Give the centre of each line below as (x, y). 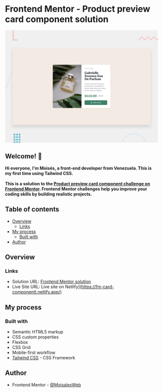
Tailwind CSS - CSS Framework (43, 358)
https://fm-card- (98, 287)
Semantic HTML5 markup (38, 332)
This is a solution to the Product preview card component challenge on (78, 183)
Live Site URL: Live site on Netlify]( (47, 287)
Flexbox (20, 342)
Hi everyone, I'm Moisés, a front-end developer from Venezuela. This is (78, 168)
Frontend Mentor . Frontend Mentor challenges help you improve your (76, 189)
